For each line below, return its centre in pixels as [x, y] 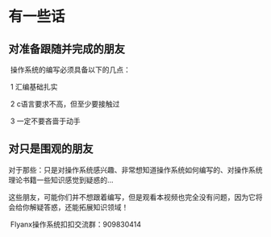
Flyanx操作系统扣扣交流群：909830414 [76, 224]
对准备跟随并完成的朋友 [67, 49]
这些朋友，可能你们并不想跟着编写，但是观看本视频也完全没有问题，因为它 [132, 197]
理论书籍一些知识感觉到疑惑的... [61, 180]
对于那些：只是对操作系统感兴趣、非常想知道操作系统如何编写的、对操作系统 [135, 169]
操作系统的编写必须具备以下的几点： [70, 70]
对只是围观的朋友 [51, 149]
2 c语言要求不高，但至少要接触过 [65, 104]
